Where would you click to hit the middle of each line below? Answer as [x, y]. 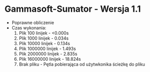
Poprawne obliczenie [33, 23]
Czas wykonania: [29, 27]
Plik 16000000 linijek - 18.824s [50, 59]
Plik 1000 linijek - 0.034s [44, 38]
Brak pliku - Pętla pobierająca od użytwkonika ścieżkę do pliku [82, 64]
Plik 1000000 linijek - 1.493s [47, 48]
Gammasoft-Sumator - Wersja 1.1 [73, 9]
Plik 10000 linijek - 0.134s [44, 43]
